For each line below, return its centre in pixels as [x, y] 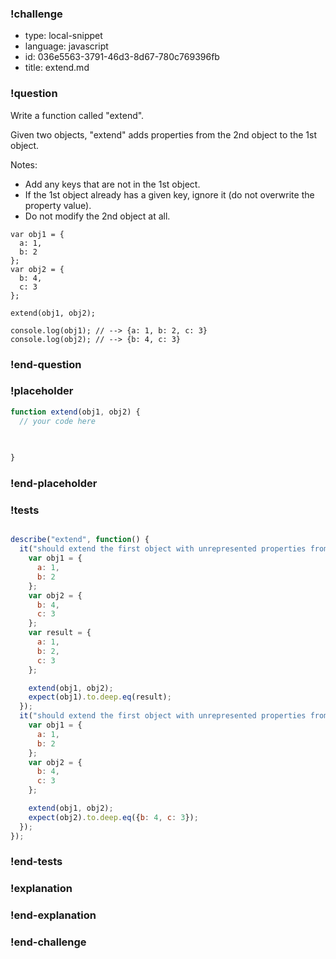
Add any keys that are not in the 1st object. [112, 184]
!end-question [46, 364]
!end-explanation [53, 915]
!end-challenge [48, 942]
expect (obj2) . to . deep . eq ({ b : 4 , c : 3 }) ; [113, 817]
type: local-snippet [63, 36]
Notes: [24, 164]
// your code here [58, 421]
